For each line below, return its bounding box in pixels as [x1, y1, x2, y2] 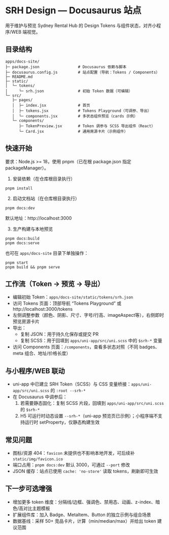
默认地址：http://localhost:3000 [5, 215, 72, 221]
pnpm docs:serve [5, 240, 40, 246]
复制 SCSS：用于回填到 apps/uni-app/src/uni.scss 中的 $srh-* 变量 [20, 338, 162, 344]
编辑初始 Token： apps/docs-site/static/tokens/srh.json [12, 294, 133, 300]
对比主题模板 [23, 505, 50, 511]
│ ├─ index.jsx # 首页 [12, 103, 90, 108]
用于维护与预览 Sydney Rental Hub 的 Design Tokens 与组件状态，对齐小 [5, 22, 157, 28]
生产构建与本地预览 [12, 226, 53, 232]
